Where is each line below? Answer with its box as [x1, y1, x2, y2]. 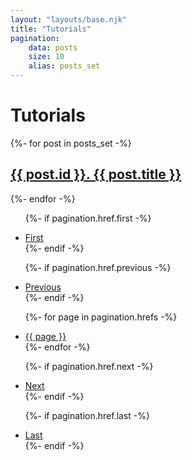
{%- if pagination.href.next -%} [24, 360, 154, 372]
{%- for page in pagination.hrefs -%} [24, 311, 178, 323]
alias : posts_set [28, 61, 101, 71]
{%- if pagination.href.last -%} [24, 409, 150, 421]
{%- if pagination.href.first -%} [24, 212, 152, 224]
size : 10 [28, 52, 65, 62]
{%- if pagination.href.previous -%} [24, 261, 172, 273]
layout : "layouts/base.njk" [10, 14, 128, 25]
